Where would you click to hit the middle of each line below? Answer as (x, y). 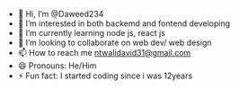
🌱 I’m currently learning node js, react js (92, 33)
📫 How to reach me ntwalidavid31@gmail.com (104, 53)
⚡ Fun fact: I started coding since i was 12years (105, 76)
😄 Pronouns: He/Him (57, 66)
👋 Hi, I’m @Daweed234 (61, 14)
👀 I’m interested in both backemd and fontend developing (124, 23)
